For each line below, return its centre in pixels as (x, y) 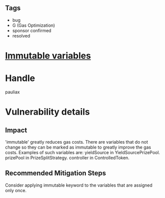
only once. (16, 190)
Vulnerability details (47, 112)
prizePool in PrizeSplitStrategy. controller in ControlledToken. (67, 158)
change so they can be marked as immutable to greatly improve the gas (78, 147)
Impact (16, 130)
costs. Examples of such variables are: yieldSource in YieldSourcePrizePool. (83, 152)
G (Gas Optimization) (34, 25)
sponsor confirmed (32, 30)
